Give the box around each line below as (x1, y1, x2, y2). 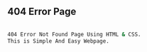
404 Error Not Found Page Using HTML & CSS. (7, 31, 141, 38)
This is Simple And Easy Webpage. (7, 37, 110, 45)
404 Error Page (7, 6, 77, 18)
